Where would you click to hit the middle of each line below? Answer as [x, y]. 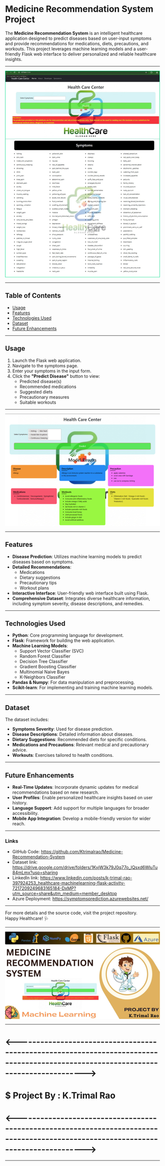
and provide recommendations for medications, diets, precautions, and [77, 43]
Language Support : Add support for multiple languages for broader [81, 808]
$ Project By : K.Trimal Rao [60, 1096]
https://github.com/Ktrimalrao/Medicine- [82, 852]
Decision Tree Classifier [43, 661]
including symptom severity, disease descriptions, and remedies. [78, 603]
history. [20, 803]
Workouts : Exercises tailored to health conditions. [63, 755]
